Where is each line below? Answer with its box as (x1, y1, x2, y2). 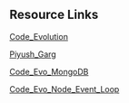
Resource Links (9, 7, 99, 23)
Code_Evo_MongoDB (9, 66, 89, 77)
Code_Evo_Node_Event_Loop (9, 83, 120, 94)
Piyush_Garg (9, 49, 56, 60)
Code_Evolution (9, 31, 68, 42)
